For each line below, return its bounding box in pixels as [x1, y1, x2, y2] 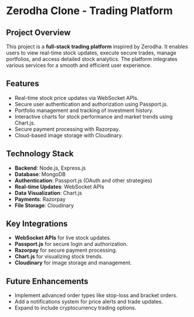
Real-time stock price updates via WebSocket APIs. [14, 94, 139, 101]
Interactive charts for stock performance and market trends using [14, 113, 173, 120]
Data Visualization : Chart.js [14, 189, 82, 196]
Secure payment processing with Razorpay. [14, 125, 120, 133]
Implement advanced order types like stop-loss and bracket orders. [14, 292, 178, 299]
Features [6, 79, 39, 89]
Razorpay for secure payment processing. [14, 247, 117, 254]
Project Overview [6, 28, 71, 38]
